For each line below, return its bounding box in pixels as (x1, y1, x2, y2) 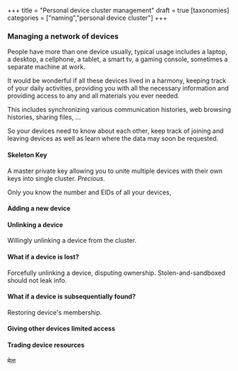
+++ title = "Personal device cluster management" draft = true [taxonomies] (7, 6, 229, 14)
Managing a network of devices (7, 31, 119, 41)
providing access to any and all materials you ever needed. (7, 92, 180, 100)
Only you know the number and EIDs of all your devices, (7, 188, 172, 197)
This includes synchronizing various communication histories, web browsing (7, 105, 232, 114)
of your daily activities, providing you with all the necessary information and (7, 84, 229, 93)
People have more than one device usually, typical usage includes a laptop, (7, 48, 227, 56)
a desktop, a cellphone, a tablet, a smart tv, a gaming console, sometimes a (7, 55, 229, 63)
